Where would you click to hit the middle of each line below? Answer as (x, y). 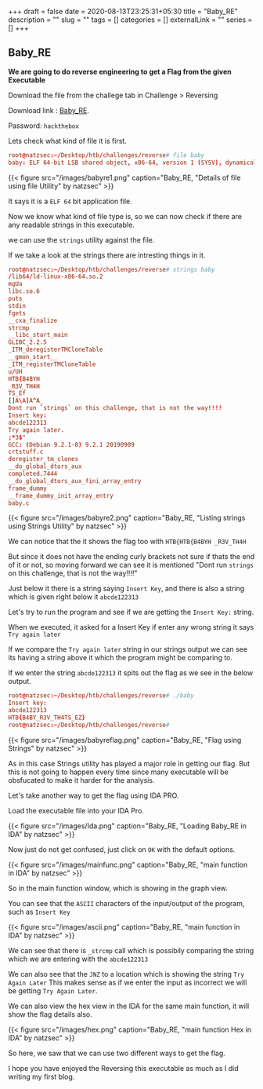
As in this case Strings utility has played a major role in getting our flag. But (129, 763)
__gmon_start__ (33, 357)
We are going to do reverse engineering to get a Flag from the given (120, 71)
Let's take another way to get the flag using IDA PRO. (94, 795)
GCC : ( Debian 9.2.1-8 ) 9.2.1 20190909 (71, 444)
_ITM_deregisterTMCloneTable (56, 350)
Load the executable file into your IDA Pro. (76, 810)
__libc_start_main (38, 335)
